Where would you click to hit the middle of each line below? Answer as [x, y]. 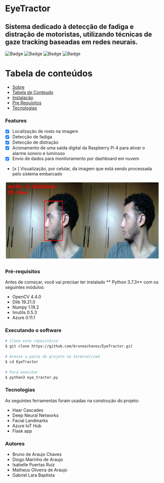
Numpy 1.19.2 [26, 307]
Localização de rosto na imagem [45, 131]
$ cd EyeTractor [22, 362]
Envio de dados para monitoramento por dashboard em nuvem [76, 159]
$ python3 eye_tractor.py [31, 377]
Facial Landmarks [30, 420]
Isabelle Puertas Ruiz [33, 464]
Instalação [23, 97]
